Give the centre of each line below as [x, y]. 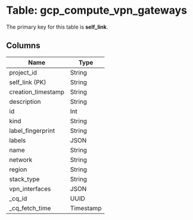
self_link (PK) [28, 82]
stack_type [24, 179]
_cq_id [18, 199]
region [18, 169]
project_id [23, 72]
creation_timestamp [37, 92]
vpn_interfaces [30, 188]
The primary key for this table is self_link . [57, 27]
